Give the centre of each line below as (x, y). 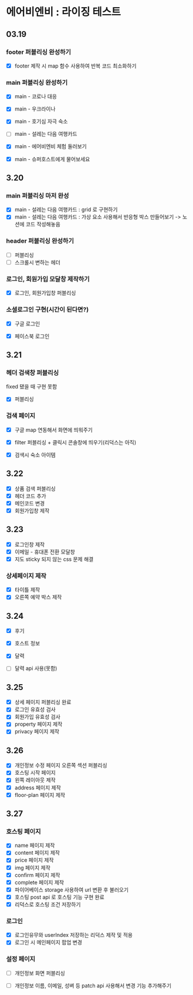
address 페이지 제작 (38, 788)
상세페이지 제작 (26, 575)
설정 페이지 (21, 959)
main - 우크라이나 (35, 109)
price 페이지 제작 (34, 860)
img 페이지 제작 (33, 867)
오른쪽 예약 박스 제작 (38, 597)
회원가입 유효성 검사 (37, 717)
